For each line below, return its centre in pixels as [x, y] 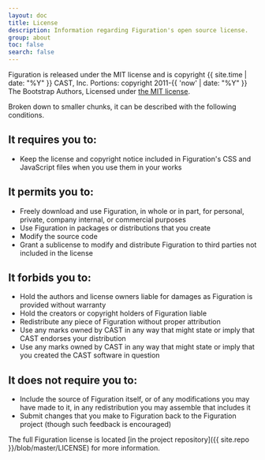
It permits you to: [51, 192]
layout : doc [28, 15]
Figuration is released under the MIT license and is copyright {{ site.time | [127, 75]
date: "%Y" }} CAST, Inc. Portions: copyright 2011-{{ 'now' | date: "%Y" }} [128, 83]
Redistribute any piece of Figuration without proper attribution [120, 322]
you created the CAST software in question [90, 355]
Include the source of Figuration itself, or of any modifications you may [134, 399]
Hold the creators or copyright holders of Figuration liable [113, 313]
